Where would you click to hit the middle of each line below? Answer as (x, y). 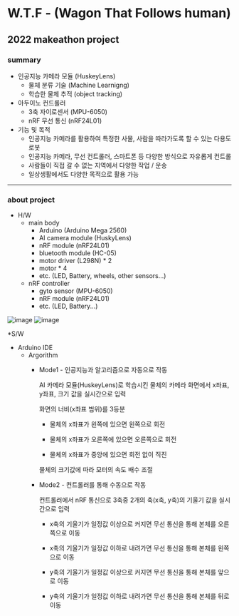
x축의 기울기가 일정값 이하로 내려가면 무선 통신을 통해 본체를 (133, 548)
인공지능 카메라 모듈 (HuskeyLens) (67, 76)
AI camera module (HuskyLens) (85, 238)
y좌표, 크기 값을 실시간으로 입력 (83, 394)
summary (24, 60)
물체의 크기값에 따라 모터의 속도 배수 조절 (96, 470)
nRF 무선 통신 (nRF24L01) (65, 120)
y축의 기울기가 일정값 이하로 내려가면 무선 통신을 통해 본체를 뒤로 (139, 596)
